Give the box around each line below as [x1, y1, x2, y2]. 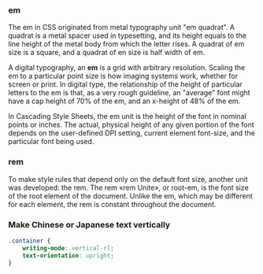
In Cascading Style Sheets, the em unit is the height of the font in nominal [8, 112, 246, 121]
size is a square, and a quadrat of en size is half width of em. [8, 48, 206, 57]
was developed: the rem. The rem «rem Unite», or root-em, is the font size [8, 183, 250, 192]
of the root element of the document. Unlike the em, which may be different [8, 191, 254, 201]
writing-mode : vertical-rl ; [22, 244, 114, 252]
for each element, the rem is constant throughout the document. [8, 199, 217, 209]
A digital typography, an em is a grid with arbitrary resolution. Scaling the [8, 63, 246, 72]
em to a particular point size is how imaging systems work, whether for [8, 72, 239, 81]
